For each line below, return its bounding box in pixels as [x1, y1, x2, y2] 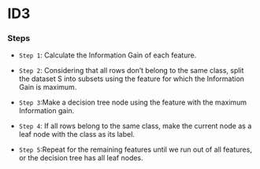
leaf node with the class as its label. [18, 130, 136, 139]
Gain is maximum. [18, 83, 77, 92]
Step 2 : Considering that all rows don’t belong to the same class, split [18, 66, 244, 75]
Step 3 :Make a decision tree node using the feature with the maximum [18, 97, 247, 107]
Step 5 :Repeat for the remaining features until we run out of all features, [18, 145, 253, 154]
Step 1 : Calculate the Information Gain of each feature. [18, 50, 197, 60]
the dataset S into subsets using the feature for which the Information [18, 74, 245, 83]
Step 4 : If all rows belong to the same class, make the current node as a [18, 121, 252, 130]
